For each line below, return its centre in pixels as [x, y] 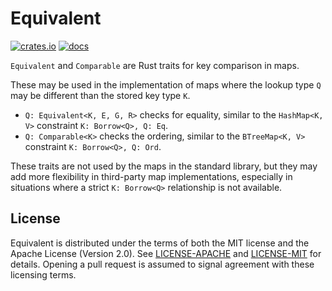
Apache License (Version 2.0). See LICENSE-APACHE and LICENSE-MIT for [166, 253]
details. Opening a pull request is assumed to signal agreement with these [162, 264]
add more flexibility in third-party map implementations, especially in [151, 176]
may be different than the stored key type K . [100, 95]
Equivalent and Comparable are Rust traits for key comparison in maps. [155, 65]
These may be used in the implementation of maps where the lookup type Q [166, 84]
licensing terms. [43, 274]
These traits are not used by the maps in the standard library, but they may [164, 166]
